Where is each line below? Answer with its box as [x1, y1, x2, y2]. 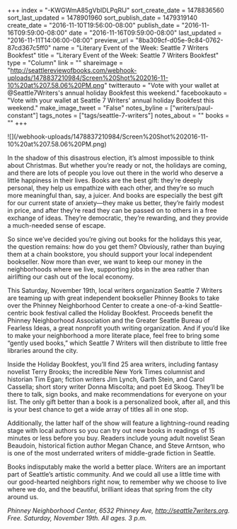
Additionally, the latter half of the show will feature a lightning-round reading [7, 419, 230, 427]
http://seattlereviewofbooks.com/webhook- [10, 66, 137, 74]
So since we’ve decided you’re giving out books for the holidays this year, [7, 235, 222, 243]
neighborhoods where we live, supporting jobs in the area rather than [7, 265, 210, 273]
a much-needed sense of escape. [7, 221, 106, 229]
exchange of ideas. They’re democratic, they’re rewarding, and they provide [7, 214, 229, 222]
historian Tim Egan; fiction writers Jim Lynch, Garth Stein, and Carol [7, 375, 205, 383]
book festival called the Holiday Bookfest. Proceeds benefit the [29, 309, 214, 317]
